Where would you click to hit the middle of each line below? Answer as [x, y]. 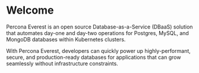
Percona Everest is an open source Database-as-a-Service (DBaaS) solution [99, 27]
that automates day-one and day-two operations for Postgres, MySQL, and [97, 33]
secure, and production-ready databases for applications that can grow [94, 57]
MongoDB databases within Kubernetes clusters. [66, 39]
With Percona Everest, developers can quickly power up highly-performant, [99, 50]
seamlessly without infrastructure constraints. [62, 64]
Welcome [30, 10]
